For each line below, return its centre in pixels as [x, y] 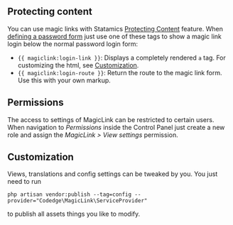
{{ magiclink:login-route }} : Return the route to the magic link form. [120, 72]
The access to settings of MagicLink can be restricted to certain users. [111, 119]
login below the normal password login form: [73, 44]
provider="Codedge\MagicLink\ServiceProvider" [77, 201]
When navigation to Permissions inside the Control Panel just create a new [116, 127]
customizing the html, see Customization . [78, 65]
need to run [24, 182]
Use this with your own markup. [64, 80]
